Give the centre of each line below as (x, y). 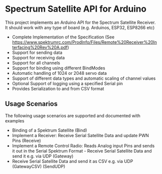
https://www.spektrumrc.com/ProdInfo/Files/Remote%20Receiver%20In (84, 42)
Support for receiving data (38, 57)
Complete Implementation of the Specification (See (63, 37)
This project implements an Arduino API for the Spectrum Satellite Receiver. (81, 22)
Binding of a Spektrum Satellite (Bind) (49, 130)
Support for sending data (37, 52)
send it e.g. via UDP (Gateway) (43, 156)
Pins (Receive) (26, 140)
